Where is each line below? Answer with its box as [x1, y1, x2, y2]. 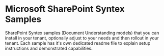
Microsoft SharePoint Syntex [5, 3, 125, 15]
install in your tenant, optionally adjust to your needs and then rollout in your [5, 35, 159, 41]
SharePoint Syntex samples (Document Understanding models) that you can [5, 30, 160, 36]
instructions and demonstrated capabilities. [5, 45, 93, 51]
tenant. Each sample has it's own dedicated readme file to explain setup [5, 40, 151, 46]
